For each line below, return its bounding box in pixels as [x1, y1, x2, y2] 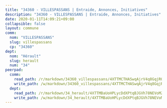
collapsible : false [5, 21, 46, 26]
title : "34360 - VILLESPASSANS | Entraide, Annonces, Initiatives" [5, 7, 148, 12]
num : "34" [9, 63, 30, 68]
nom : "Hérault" [9, 53, 41, 59]
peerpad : [5, 68, 23, 73]
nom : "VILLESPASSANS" [9, 35, 55, 40]
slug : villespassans [9, 40, 52, 45]
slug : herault [9, 58, 39, 63]
